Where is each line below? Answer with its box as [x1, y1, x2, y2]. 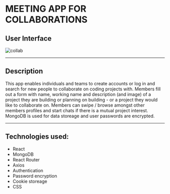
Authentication [12, 167, 44, 173]
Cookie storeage [12, 178, 48, 184]
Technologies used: [5, 133, 69, 141]
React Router [12, 156, 40, 163]
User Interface [5, 34, 52, 43]
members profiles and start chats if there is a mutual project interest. [5, 107, 148, 113]
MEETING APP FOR [5, 3, 87, 15]
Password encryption [12, 173, 57, 179]
